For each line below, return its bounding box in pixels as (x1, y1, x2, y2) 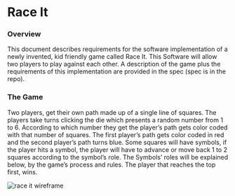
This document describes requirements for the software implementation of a (7, 45, 228, 53)
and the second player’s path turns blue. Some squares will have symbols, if (7, 138, 227, 146)
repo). (7, 75, 25, 83)
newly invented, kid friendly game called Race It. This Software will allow (7, 52, 217, 61)
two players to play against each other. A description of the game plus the (7, 60, 221, 69)
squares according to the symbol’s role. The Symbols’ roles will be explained (7, 153, 229, 161)
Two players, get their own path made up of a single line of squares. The (7, 108, 217, 116)
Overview (7, 29, 41, 39)
